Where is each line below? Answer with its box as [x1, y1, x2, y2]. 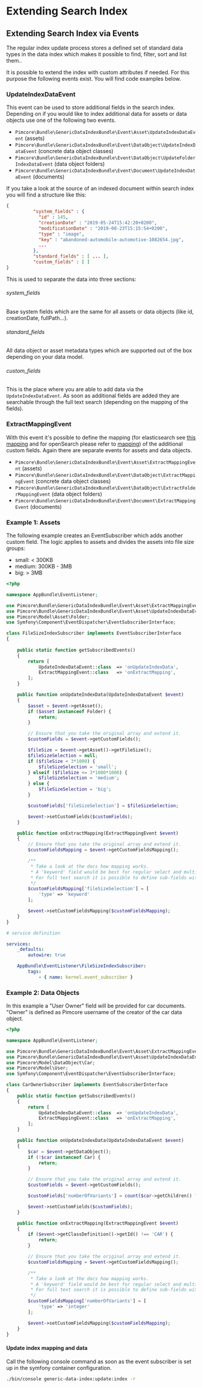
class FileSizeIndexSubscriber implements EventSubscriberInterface [6, 630, 182, 637]
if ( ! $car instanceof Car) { [28, 1154, 101, 1160]
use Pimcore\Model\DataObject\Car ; [6, 1059, 96, 1065]
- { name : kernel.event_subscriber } [38, 974, 133, 980]
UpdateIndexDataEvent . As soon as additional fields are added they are [6, 392, 180, 399]
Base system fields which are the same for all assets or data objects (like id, [6, 308, 194, 315]
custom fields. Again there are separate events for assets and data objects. [6, 446, 192, 453]
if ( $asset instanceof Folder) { [28, 708, 112, 715]
